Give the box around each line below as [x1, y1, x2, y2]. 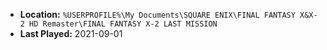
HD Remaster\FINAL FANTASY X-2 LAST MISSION [29, 19, 218, 29]
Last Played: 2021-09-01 [19, 28, 123, 39]
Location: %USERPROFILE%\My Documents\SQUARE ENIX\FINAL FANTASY [19, 9, 296, 20]
